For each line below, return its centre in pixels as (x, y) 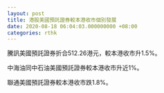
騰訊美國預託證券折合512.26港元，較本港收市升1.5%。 (84, 53)
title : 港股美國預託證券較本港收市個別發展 (62, 20)
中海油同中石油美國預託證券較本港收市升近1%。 (75, 68)
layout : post (26, 13)
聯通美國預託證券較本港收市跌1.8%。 (60, 83)
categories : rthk (32, 33)
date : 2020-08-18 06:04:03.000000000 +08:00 (72, 26)
